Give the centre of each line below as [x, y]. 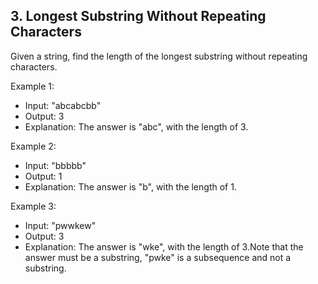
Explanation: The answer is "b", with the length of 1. [130, 186]
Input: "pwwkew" [60, 225]
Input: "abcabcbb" [63, 105]
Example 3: [33, 206]
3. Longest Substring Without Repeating [138, 16]
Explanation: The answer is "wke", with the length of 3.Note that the [164, 246]
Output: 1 [43, 176]
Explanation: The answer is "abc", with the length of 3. [136, 126]
